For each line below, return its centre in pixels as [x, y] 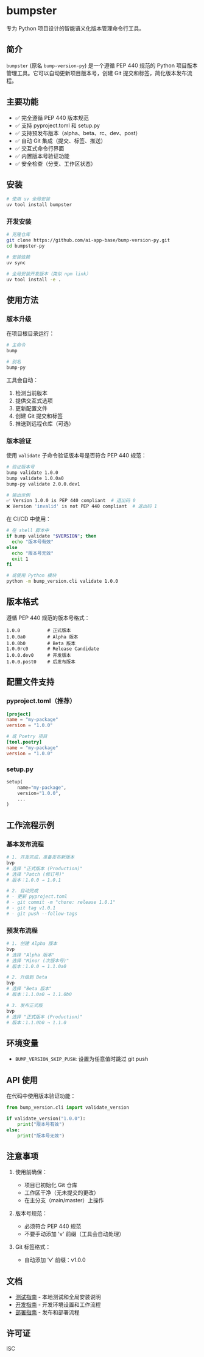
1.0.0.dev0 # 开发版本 [39, 655]
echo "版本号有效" [33, 542]
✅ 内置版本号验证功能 [42, 156]
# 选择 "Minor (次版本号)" [38, 961]
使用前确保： [31, 1172]
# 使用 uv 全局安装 [28, 199]
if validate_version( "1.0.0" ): [46, 1119]
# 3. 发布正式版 [25, 1005]
